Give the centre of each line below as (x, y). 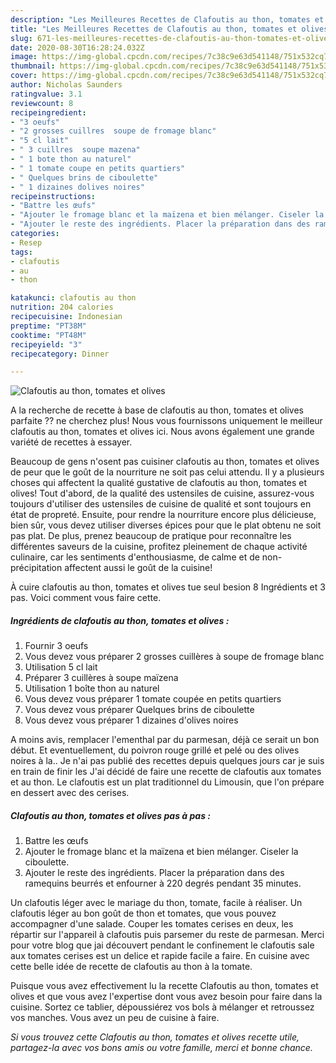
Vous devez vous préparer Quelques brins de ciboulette (139, 710)
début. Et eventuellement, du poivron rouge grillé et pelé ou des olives (155, 750)
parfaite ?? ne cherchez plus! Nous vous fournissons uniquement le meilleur (166, 421)
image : (24, 57)
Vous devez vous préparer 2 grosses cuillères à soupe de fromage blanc (174, 657)
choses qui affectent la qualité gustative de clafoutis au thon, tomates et (159, 483)
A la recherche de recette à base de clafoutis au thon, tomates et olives (157, 410)
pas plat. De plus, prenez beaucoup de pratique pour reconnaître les (151, 536)
